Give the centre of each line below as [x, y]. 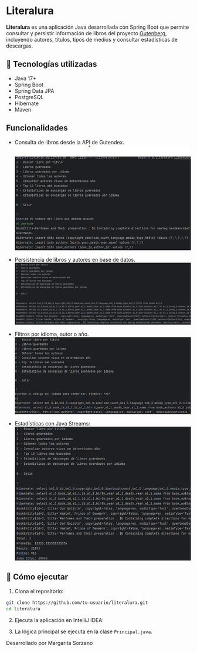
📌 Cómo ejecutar [37, 577]
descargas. [20, 46]
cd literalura [23, 609]
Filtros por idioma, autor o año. [52, 334]
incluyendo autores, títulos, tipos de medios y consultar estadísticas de [92, 39]
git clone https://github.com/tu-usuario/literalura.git [77, 603]
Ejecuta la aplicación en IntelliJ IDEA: [59, 620]
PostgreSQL [29, 97]
